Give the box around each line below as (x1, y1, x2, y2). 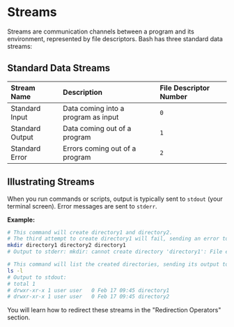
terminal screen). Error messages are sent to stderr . (7, 201, 158, 210)
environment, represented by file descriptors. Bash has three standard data (7, 34, 223, 43)
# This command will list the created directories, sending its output (7, 261, 219, 268)
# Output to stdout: (7, 273, 68, 281)
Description (62, 87, 103, 97)
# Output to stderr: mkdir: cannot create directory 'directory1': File (7, 248, 223, 255)
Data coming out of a (62, 123, 132, 133)
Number (159, 91, 188, 101)
